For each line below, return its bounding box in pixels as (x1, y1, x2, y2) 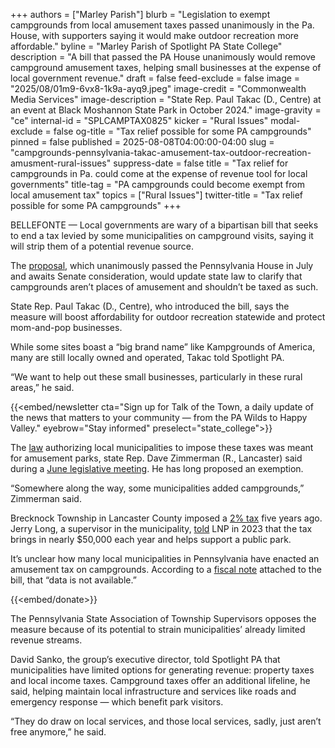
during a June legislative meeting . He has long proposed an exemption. (10, 463, 304, 474)
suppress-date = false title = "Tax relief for (113, 157, 289, 169)
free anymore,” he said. (10, 726, 107, 738)
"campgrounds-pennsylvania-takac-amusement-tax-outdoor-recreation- (10, 147, 312, 158)
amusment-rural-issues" (10, 157, 112, 169)
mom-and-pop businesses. (10, 322, 123, 333)
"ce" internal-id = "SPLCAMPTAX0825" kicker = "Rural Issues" (10, 115, 269, 126)
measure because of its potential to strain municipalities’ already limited (10, 624, 306, 635)
